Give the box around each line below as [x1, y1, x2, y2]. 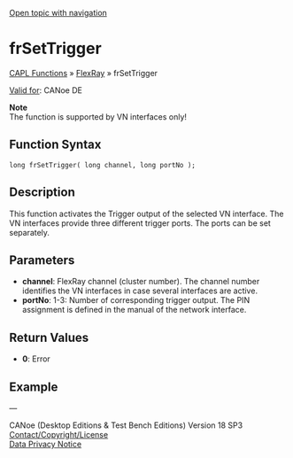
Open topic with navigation [9, 8, 108, 18]
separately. [9, 227, 50, 237]
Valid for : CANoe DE [9, 84, 82, 96]
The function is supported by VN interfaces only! [9, 111, 188, 122]
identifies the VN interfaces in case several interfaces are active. [21, 285, 258, 296]
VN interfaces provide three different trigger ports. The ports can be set [9, 217, 272, 229]
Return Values [9, 330, 89, 345]
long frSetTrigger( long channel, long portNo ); [9, 160, 197, 169]
